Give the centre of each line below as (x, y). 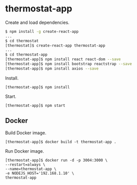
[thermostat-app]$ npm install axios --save (52, 68)
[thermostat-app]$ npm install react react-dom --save (63, 59)
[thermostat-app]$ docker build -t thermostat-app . (61, 142)
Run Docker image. (25, 151)
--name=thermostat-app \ (31, 169)
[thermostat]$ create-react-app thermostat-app (55, 45)
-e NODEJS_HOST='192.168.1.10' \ (40, 173)
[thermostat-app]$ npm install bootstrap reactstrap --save (69, 64)
